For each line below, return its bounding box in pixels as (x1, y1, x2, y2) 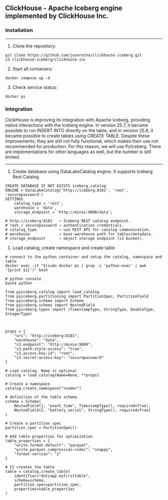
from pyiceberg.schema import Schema (5, 298, 84, 303)
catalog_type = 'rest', (14, 201, 64, 206)
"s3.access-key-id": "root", (14, 350, 75, 356)
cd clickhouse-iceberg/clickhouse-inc (5, 57, 86, 62)
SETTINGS (5, 196, 23, 202)
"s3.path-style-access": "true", (14, 346, 84, 351)
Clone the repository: (12, 43, 56, 49)
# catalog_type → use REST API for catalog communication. (5, 227, 151, 232)
